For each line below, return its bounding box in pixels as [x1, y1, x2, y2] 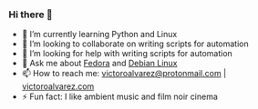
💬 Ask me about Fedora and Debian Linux [21, 58, 178, 69]
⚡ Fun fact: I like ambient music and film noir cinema [21, 91, 218, 103]
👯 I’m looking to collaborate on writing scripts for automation [21, 38, 250, 49]
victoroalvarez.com [21, 81, 95, 92]
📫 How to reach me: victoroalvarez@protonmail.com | [21, 68, 227, 79]
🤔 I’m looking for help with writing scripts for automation [21, 48, 233, 59]
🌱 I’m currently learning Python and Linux [21, 29, 178, 40]
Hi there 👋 [8, 8, 54, 21]
